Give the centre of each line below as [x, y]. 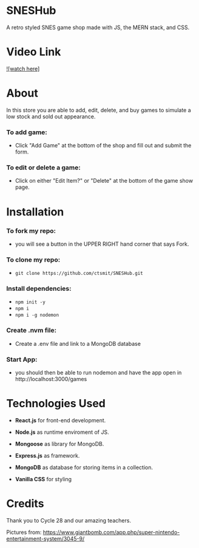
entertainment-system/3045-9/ [46, 538]
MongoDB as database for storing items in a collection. [84, 467]
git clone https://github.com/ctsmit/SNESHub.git [79, 274]
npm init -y [30, 302]
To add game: [27, 132]
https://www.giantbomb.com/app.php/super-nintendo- [111, 532]
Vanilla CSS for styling [43, 479]
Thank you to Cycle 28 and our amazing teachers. [69, 520]
